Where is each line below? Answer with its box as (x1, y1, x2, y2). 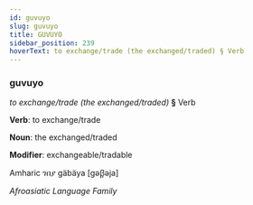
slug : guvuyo (9, 22, 59, 31)
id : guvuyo (9, 13, 51, 23)
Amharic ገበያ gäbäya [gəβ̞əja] (9, 168, 119, 179)
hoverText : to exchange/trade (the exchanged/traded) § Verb (9, 47, 245, 56)
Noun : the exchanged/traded (9, 132, 117, 143)
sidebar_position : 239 (9, 38, 95, 48)
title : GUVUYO (9, 30, 63, 39)
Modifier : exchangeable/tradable (9, 150, 133, 161)
